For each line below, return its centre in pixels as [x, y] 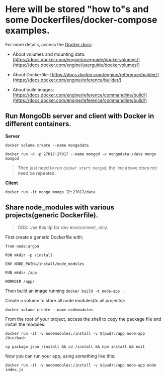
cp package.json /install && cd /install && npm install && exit [75, 347]
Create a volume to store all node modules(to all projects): [65, 300]
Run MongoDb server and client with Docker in [80, 116]
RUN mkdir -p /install [29, 255]
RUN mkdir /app [21, 273]
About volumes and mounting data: [49, 54]
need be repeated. [37, 173]
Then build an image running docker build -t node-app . [65, 291]
